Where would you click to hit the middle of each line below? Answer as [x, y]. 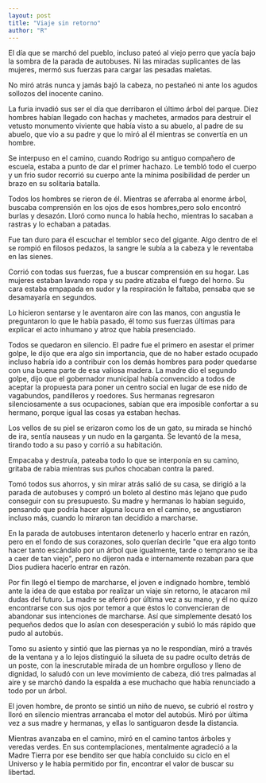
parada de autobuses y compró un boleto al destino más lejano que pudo [128, 493]
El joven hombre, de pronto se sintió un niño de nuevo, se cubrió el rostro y [131, 706]
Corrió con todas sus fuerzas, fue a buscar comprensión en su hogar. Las [129, 272]
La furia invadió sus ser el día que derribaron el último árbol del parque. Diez [133, 109]
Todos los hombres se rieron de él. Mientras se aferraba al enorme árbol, [128, 199]
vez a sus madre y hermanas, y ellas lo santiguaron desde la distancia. [124, 723]
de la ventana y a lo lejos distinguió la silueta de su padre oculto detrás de [129, 657]
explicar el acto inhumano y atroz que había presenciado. [102, 330]
